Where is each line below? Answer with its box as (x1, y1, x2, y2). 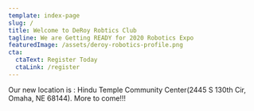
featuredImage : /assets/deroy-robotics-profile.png (8, 41, 183, 49)
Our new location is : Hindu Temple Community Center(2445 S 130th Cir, (8, 85, 247, 94)
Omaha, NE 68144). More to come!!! (8, 93, 126, 103)
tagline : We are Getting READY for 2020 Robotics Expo (8, 33, 194, 42)
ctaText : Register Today (15, 56, 98, 64)
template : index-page (8, 11, 80, 20)
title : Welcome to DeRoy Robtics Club (8, 26, 137, 34)
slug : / (8, 19, 34, 27)
